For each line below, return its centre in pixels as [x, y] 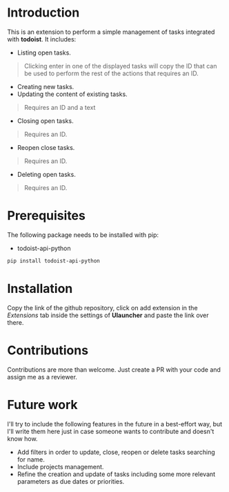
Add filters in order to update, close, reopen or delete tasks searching [116, 452]
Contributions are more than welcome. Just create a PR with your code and [114, 369]
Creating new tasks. [46, 86]
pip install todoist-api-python [53, 261]
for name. [31, 459]
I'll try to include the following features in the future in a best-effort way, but [115, 424]
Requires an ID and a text [60, 107]
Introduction [43, 13]
